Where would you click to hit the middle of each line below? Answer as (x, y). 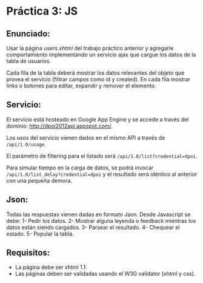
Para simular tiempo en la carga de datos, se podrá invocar (80, 168)
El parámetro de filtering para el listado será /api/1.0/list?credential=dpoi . (102, 155)
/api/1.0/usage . (26, 144)
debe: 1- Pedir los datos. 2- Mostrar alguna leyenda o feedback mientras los (101, 220)
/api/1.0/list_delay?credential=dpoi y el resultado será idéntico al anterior (102, 174)
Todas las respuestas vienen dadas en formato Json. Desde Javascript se (98, 214)
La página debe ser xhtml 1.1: (51, 267)
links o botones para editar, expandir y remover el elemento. (81, 86)
